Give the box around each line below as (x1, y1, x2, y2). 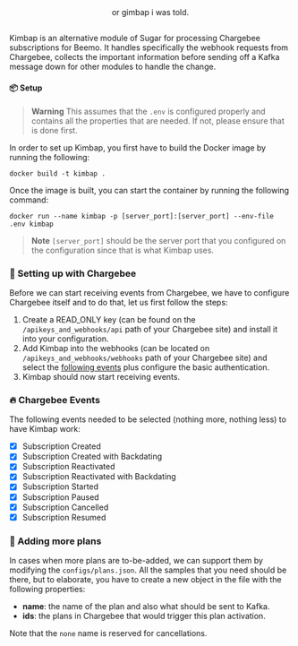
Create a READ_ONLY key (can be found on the (21, 314, 196, 324)
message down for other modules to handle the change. (9, 61, 217, 73)
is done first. (30, 125, 78, 135)
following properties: (9, 583, 86, 594)
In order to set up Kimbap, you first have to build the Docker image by (9, 142, 267, 153)
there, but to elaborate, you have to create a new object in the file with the (9, 573, 282, 584)
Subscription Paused (21, 491, 100, 503)
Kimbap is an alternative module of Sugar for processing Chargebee (9, 33, 261, 44)
